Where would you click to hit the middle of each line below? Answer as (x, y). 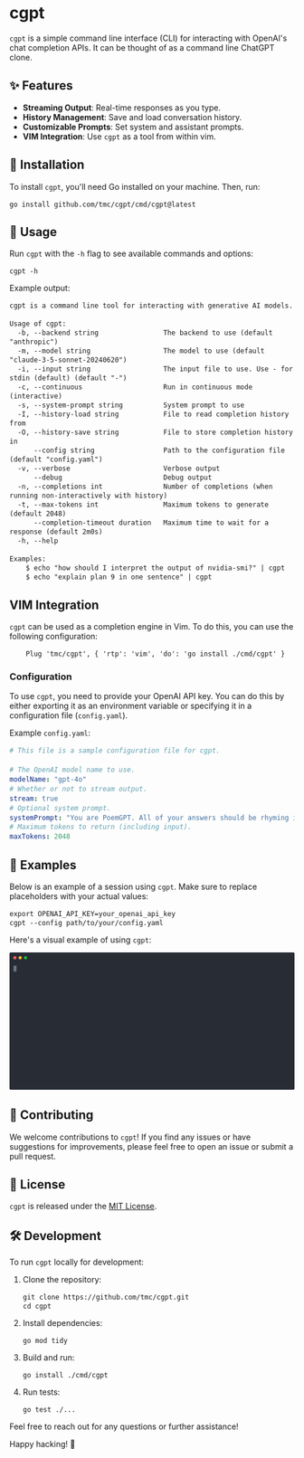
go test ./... (49, 1410)
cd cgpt (37, 1307)
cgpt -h (24, 271)
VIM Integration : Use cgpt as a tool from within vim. (119, 136)
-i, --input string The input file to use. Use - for (156, 369)
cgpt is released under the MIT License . (83, 1207)
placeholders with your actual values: (79, 896)
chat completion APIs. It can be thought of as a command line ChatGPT (142, 47)
